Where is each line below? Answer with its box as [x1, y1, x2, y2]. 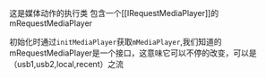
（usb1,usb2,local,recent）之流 [9, 59, 124, 69]
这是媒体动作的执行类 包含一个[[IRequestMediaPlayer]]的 [9, 8, 219, 18]
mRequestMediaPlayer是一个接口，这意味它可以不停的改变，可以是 [9, 48, 257, 58]
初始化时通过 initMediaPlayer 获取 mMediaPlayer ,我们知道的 [9, 37, 222, 47]
